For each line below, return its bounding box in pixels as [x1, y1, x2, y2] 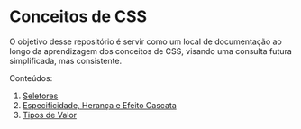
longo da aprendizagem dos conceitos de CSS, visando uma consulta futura [9, 45, 293, 56]
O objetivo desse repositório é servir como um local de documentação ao [9, 36, 282, 47]
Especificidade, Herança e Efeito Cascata [22, 99, 178, 110]
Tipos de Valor [22, 109, 78, 120]
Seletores [22, 90, 59, 101]
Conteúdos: [9, 72, 53, 83]
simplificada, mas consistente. [9, 55, 123, 66]
